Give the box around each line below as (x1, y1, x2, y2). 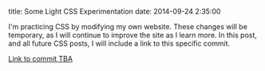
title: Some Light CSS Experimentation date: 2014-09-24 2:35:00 (8, 7, 221, 16)
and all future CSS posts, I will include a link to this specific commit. (8, 39, 231, 48)
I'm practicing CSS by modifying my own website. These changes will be (8, 22, 247, 31)
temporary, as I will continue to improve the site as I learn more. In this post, (8, 31, 258, 39)
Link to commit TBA (8, 54, 73, 63)
